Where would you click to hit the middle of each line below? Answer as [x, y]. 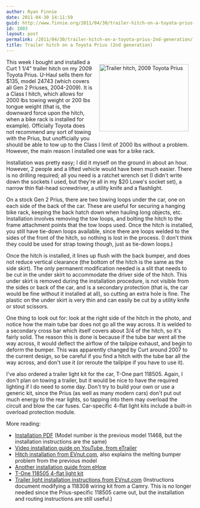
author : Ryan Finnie [32, 12]
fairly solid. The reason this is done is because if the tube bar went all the [96, 337]
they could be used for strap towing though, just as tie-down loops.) [90, 244]
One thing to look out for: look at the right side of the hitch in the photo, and [99, 318]
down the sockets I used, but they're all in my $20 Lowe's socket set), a [94, 181]
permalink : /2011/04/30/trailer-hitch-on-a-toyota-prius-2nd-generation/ [100, 39]
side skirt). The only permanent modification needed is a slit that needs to [97, 268]
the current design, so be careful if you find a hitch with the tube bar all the [98, 356]
